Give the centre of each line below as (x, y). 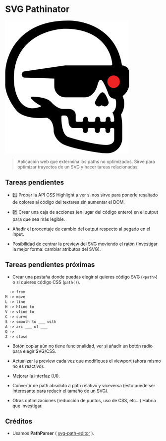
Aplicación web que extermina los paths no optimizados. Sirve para (86, 161)
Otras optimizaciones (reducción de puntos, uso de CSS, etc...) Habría (84, 400)
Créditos (19, 421)
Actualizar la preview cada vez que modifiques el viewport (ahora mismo (86, 361)
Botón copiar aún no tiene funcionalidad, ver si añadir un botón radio (82, 346)
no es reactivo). (28, 366)
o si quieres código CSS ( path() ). (46, 282)
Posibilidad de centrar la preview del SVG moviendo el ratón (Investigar (85, 244)
